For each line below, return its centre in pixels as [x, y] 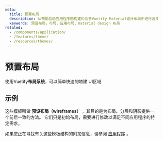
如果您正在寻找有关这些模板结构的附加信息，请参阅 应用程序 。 [68, 133]
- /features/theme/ [29, 37]
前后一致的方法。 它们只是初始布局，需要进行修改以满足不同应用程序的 [80, 117]
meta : [10, 10]
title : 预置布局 [24, 14]
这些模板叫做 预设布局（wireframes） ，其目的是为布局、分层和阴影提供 [78, 111]
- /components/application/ [38, 32]
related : [14, 28]
